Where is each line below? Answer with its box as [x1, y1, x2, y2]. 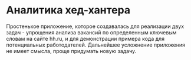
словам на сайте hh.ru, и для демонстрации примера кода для [6, 35, 165, 42]
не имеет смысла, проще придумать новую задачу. [6, 47, 137, 54]
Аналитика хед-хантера [6, 3, 131, 17]
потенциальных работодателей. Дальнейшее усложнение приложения [6, 41, 186, 48]
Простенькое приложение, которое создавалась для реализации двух [6, 23, 185, 30]
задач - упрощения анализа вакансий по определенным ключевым [6, 29, 177, 36]
